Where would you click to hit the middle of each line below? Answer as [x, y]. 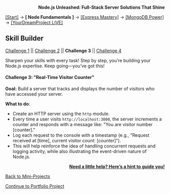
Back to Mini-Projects [28, 176]
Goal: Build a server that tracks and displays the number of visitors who [80, 89]
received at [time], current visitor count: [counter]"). [67, 141]
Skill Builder [25, 38]
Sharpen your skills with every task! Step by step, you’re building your [78, 60]
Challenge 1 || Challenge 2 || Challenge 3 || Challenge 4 [63, 51]
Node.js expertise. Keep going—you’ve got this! [55, 66]
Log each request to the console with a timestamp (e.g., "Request [81, 135]
